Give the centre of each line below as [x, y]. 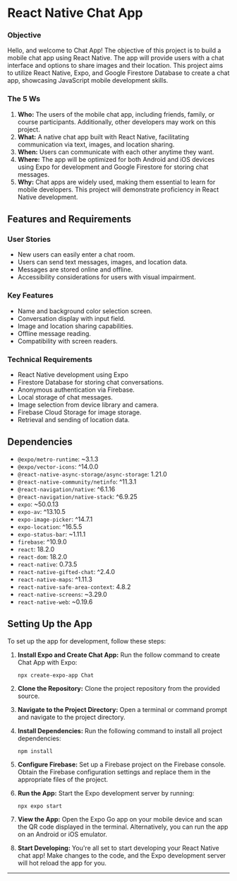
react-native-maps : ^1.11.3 [55, 579]
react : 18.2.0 [36, 549]
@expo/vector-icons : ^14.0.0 [58, 466]
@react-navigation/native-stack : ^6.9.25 [77, 496]
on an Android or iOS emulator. [62, 834]
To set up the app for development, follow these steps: [87, 641]
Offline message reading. [54, 333]
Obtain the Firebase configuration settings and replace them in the [114, 771]
